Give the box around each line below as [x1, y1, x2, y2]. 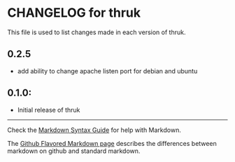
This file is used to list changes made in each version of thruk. [7, 28, 186, 36]
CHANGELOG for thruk [7, 5, 141, 21]
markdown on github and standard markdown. [7, 147, 141, 155]
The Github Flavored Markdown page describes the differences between [7, 139, 217, 147]
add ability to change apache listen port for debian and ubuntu [17, 66, 198, 75]
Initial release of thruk [17, 105, 80, 114]
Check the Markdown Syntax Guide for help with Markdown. [7, 126, 182, 134]
